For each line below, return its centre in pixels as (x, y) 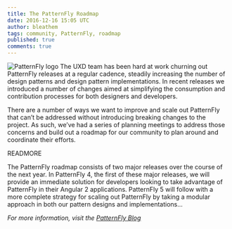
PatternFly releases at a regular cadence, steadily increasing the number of (116, 74)
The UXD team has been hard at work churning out (134, 66)
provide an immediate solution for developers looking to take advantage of (115, 182)
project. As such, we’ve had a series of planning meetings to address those (116, 125)
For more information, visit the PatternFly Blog (74, 218)
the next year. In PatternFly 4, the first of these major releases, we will (108, 174)
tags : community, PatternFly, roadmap (64, 33)
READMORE (25, 153)
